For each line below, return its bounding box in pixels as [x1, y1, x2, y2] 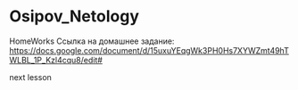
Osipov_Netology [9, 6, 140, 27]
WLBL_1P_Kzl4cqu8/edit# [9, 54, 103, 65]
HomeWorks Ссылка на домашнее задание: [9, 36, 175, 46]
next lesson [9, 71, 52, 82]
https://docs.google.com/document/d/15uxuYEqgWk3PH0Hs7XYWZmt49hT [9, 45, 290, 55]
